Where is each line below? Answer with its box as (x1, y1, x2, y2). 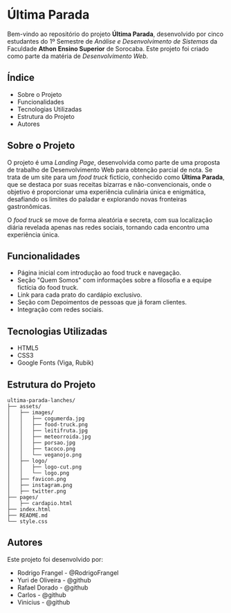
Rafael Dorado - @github (17, 583, 89, 592)
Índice (7, 72, 35, 84)
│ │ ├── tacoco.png (7, 446, 76, 452)
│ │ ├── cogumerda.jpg (7, 415, 85, 422)
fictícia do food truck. (17, 284, 79, 292)
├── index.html (7, 506, 51, 513)
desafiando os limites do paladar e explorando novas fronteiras (7, 194, 187, 203)
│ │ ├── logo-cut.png (7, 464, 82, 470)
